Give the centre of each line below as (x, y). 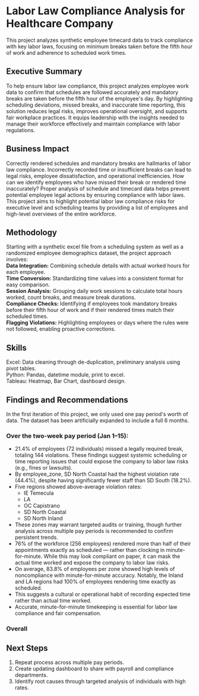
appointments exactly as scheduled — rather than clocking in (90, 550)
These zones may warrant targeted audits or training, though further (98, 525)
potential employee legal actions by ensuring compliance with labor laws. (96, 195)
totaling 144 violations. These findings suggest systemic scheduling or (101, 455)
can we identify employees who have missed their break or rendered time (96, 182)
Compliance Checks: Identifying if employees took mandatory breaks (91, 304)
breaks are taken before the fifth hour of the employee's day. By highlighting (99, 98)
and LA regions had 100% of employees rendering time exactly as (95, 582)
